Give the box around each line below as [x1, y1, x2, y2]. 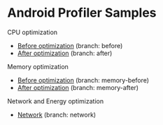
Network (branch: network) [17, 110, 97, 119]
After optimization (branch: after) [17, 49, 113, 57]
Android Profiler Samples [7, 5, 157, 21]
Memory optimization [7, 62, 69, 71]
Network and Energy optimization [7, 96, 104, 105]
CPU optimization [7, 28, 58, 36]
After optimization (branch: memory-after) [17, 83, 139, 91]
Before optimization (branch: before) [17, 41, 123, 50]
